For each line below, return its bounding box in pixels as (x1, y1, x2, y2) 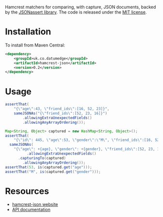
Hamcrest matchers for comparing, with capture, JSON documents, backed (5, 4, 156, 10)
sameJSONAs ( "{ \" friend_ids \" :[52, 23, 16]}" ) (14, 111, 108, 116)
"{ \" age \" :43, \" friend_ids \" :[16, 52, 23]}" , (14, 107, 110, 111)
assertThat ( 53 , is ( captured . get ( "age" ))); (5, 165, 92, 170)
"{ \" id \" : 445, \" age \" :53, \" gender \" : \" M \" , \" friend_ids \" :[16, (14, 138, 153, 142)
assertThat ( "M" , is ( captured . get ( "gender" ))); (5, 169, 101, 174)
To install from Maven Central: (5, 42, 65, 48)
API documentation (12, 207, 51, 213)
